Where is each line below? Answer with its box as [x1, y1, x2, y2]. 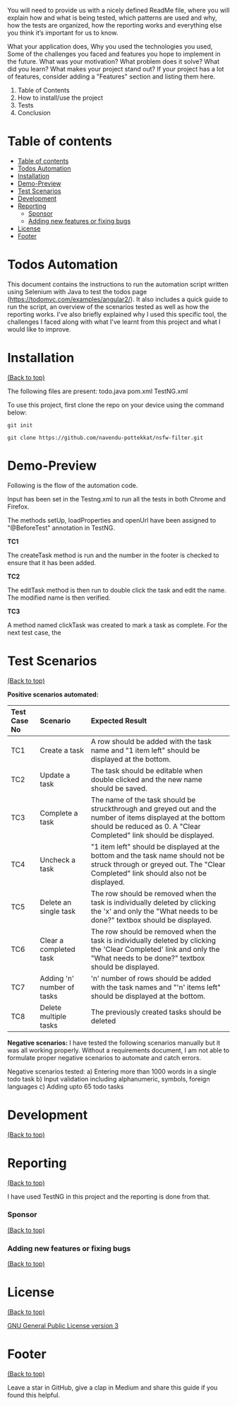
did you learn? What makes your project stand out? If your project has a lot [7, 65, 224, 73]
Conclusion [17, 109, 51, 117]
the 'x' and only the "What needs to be [90, 906, 219, 916]
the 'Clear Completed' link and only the [90, 944, 220, 954]
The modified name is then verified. [7, 593, 111, 602]
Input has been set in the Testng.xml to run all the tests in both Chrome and [7, 494, 226, 503]
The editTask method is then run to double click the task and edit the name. [7, 586, 227, 594]
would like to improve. [7, 325, 71, 333]
